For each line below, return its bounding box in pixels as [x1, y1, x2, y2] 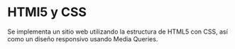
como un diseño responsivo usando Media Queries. [7, 34, 158, 43]
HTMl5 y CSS [7, 4, 87, 20]
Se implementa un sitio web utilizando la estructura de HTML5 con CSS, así [7, 27, 229, 36]
